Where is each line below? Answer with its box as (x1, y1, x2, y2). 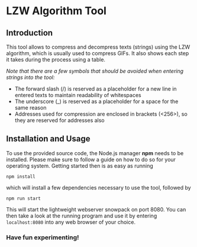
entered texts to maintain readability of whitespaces (14, 92, 141, 98)
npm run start (6, 195, 41, 201)
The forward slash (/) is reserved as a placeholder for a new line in (14, 85, 177, 92)
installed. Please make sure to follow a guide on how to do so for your (6, 156, 176, 163)
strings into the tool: (6, 74, 55, 81)
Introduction (6, 28, 53, 38)
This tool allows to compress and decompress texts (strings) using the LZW (6, 43, 190, 50)
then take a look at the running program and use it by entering (6, 212, 157, 219)
